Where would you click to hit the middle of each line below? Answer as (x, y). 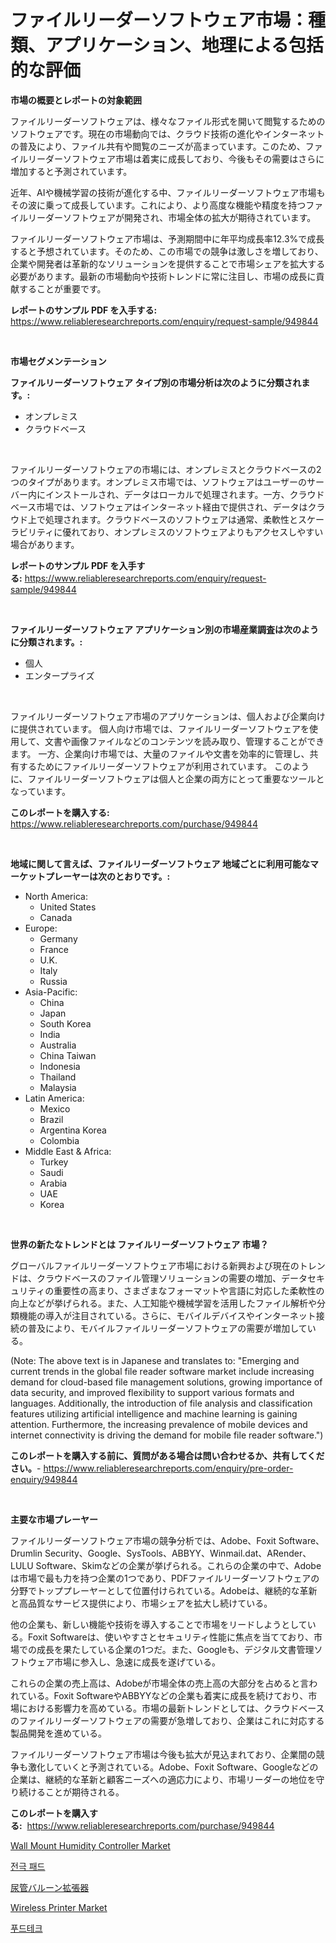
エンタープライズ (59, 675)
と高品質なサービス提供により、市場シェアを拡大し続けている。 (141, 1603)
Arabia (53, 1183)
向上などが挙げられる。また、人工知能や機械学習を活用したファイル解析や (163, 1303)
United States (68, 907)
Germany (58, 938)
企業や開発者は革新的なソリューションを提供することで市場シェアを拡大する (168, 263)
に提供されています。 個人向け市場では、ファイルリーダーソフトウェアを (160, 728)
